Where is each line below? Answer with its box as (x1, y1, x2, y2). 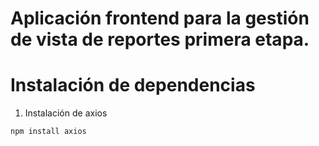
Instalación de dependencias (10, 74, 256, 97)
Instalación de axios (24, 107, 108, 119)
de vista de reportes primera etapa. (10, 28, 310, 51)
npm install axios (10, 127, 87, 137)
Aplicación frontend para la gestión (10, 7, 310, 30)
